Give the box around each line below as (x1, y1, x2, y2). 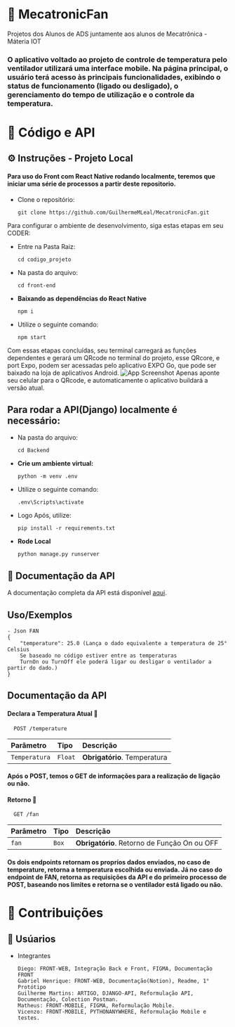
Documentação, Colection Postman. (17, 996, 119, 1003)
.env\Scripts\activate (17, 499, 84, 506)
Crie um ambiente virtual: (17, 459, 94, 468)
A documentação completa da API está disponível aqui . (7, 589, 167, 597)
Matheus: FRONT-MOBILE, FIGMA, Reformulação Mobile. (17, 1002, 175, 1009)
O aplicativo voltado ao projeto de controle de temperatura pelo (7, 54, 228, 64)
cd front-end (17, 281, 56, 289)
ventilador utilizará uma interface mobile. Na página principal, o (7, 63, 229, 73)
